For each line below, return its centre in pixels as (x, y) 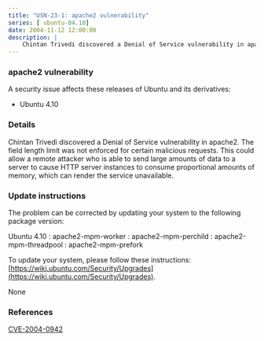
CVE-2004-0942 (36, 329)
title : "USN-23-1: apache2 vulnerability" (79, 15)
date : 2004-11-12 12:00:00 (52, 30)
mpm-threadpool (35, 245)
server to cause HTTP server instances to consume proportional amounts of (132, 167)
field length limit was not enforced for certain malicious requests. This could (131, 150)
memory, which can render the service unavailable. (91, 175)
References (31, 312)
